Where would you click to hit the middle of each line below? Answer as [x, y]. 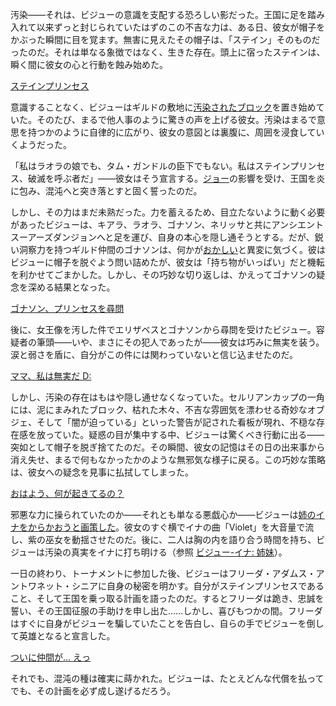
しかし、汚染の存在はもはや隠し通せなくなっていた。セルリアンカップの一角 [167, 397]
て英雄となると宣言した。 [63, 636]
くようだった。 [41, 144]
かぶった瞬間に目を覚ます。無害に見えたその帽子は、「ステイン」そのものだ [165, 39]
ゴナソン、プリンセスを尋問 [67, 308]
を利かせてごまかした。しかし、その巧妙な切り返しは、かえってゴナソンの [163, 274]
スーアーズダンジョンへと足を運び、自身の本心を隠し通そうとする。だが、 [162, 237]
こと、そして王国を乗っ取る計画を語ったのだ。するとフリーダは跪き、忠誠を [167, 598]
